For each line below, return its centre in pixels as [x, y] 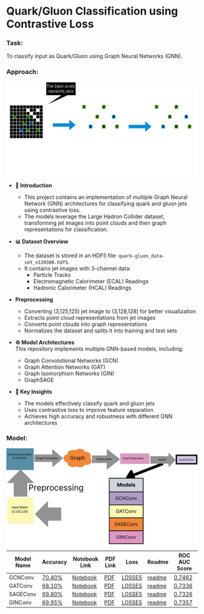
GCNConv [22, 577]
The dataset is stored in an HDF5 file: [70, 255]
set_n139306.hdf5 [46, 262]
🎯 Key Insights [34, 391]
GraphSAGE [39, 380]
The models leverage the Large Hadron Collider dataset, [94, 216]
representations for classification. [66, 229]
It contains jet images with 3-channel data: [77, 268]
